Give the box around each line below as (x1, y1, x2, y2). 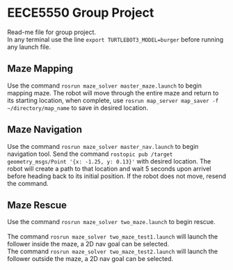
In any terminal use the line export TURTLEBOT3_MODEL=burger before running (7, 35, 224, 43)
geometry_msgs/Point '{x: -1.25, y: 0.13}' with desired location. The (7, 157, 211, 165)
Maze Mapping (7, 63, 74, 74)
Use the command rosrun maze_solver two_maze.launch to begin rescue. (7, 218, 216, 226)
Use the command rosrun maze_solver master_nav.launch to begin (7, 142, 199, 150)
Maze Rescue (7, 199, 67, 211)
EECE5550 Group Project (7, 5, 154, 21)
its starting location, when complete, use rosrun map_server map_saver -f (7, 96, 219, 104)
